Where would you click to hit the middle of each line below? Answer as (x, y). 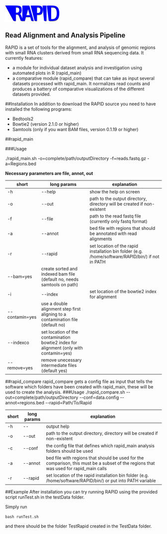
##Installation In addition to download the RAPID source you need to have (81, 104)
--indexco (18, 343)
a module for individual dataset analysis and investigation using (77, 67)
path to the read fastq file (115, 216)
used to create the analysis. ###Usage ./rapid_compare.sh (65, 392)
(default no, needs (60, 279)
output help (58, 426)
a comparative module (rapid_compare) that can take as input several (83, 78)
